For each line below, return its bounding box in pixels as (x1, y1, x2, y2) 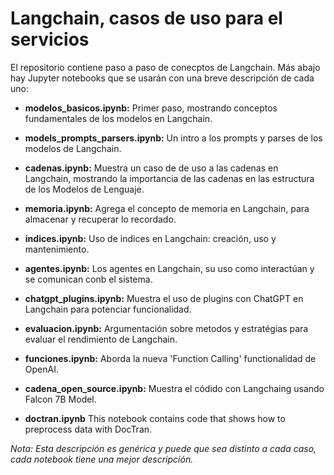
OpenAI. (24, 363, 59, 375)
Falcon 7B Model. (24, 393, 97, 405)
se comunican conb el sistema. (24, 273, 153, 285)
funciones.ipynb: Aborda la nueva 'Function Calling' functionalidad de (24, 352, 317, 364)
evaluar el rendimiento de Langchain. (24, 333, 178, 345)
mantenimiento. (24, 243, 90, 255)
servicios (10, 28, 90, 51)
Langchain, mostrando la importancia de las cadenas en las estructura (24, 172, 315, 184)
